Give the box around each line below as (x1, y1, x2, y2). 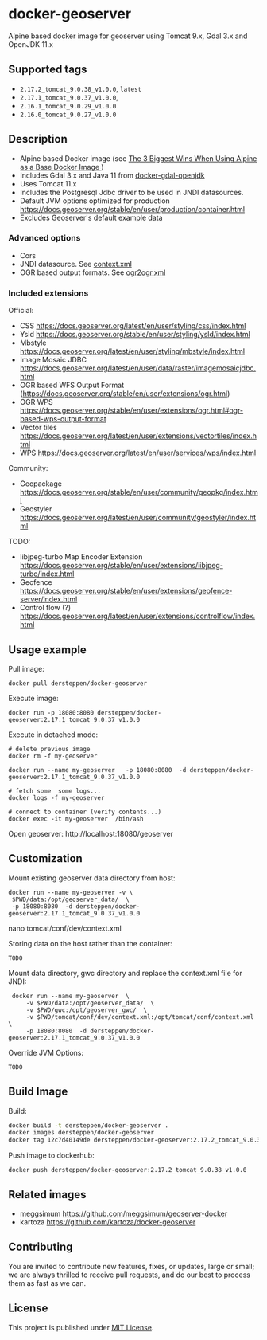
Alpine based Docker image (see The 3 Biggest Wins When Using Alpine (19, 153, 257, 163)
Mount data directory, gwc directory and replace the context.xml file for (8, 968, 242, 978)
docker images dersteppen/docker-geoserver (8, 1129, 155, 1137)
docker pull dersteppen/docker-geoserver (8, 679, 148, 688)
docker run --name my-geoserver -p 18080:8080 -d (8, 766, 187, 774)
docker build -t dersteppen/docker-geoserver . (8, 1121, 169, 1130)
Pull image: (8, 664, 45, 673)
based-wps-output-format (19, 414, 106, 424)
